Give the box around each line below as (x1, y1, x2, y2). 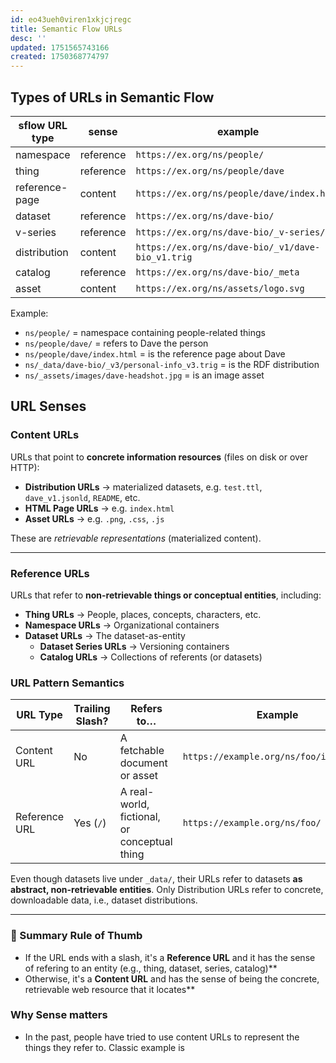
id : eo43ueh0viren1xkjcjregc (10, 14, 132, 25)
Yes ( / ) (73, 816, 107, 830)
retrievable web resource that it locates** (24, 983, 196, 995)
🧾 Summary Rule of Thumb (10, 929, 143, 943)
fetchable (119, 744, 165, 758)
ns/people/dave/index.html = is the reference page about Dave (24, 347, 286, 360)
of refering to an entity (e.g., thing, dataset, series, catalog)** (24, 962, 278, 974)
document (119, 756, 168, 770)
